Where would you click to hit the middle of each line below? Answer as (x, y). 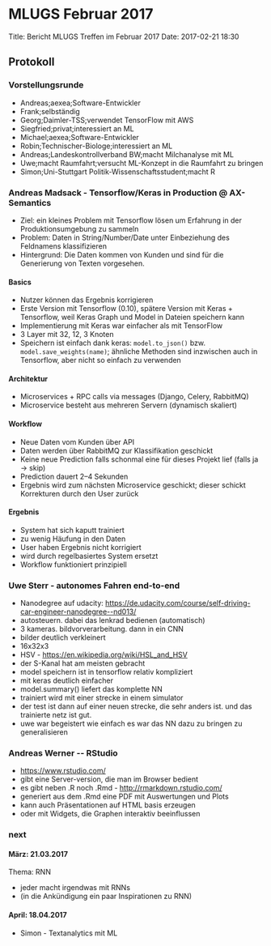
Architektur (28, 378)
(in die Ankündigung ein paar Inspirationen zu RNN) (106, 897)
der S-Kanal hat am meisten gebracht (83, 663)
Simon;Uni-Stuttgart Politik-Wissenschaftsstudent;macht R (118, 172)
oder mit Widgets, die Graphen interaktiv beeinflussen (110, 814)
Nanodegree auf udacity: (61, 603)
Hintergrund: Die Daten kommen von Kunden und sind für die (122, 254)
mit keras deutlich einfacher (66, 680)
